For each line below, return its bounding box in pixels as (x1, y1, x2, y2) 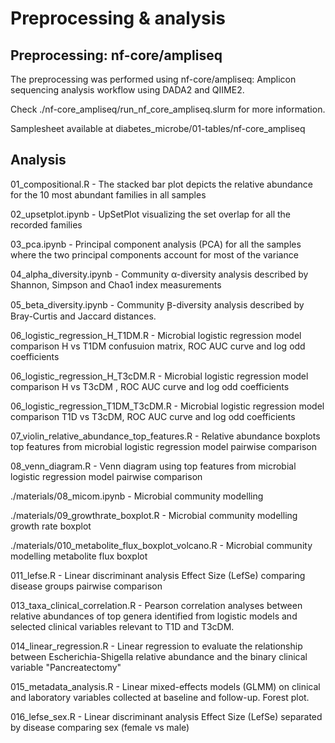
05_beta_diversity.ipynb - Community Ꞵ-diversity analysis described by (10, 298, 305, 311)
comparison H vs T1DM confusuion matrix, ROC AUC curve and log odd (10, 340, 306, 352)
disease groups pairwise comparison (10, 580, 163, 592)
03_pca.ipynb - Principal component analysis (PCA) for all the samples (10, 238, 302, 250)
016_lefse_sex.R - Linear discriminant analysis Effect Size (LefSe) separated (10, 710, 323, 722)
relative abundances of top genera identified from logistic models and (10, 610, 298, 622)
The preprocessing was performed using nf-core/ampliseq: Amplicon (10, 73, 297, 85)
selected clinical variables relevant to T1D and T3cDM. (10, 620, 235, 632)
